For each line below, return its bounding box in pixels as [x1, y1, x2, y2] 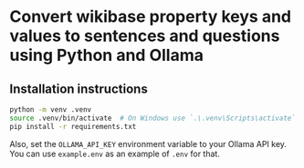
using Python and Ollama [9, 45, 204, 65]
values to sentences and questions [9, 25, 280, 46]
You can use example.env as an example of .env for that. [9, 148, 221, 159]
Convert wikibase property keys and [9, 6, 292, 27]
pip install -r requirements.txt [9, 122, 137, 131]
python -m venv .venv [9, 105, 92, 114]
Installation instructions [9, 81, 148, 96]
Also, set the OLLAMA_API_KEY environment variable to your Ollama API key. [9, 138, 288, 149]
